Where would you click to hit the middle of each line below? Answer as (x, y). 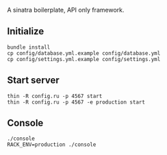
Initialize (26, 31)
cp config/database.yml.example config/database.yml (84, 53)
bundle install (29, 47)
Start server (33, 81)
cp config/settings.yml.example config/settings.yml (84, 59)
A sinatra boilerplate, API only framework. (66, 10)
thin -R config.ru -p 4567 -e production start (76, 102)
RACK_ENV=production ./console (52, 145)
